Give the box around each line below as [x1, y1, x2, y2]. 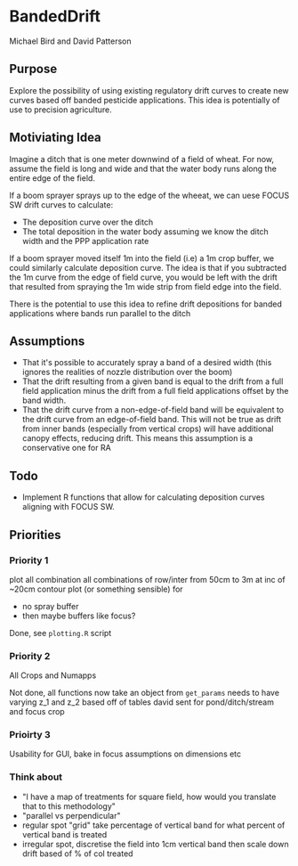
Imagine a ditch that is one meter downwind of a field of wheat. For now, [9, 153, 274, 164]
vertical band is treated [21, 829, 108, 839]
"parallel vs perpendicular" [21, 810, 121, 821]
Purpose [9, 61, 58, 77]
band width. [21, 395, 67, 406]
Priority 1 [9, 554, 49, 567]
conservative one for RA [21, 443, 111, 453]
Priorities [9, 527, 61, 543]
